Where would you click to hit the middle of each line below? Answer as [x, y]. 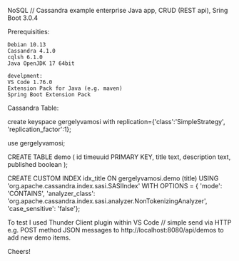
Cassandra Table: [33, 108]
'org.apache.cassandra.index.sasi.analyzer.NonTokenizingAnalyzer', [107, 201]
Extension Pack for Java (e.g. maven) [65, 88]
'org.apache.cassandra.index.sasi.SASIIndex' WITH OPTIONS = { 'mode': [115, 186]
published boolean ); [37, 164]
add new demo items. [39, 237]
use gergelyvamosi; [36, 143]
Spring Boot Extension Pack [49, 95]
